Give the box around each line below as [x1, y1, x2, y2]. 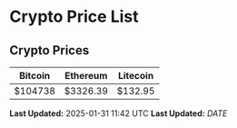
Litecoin [117, 70, 154, 82]
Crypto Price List [9, 6, 139, 27]
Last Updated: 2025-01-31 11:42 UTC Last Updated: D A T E [9, 108, 228, 119]
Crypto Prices [9, 43, 90, 58]
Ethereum [64, 70, 108, 82]
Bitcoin [19, 70, 51, 82]
